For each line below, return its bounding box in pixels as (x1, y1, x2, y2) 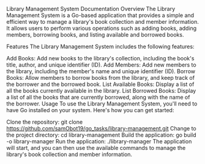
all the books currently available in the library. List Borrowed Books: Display (6, 87, 196, 94)
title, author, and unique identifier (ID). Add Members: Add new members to (6, 61, 197, 68)
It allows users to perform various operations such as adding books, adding (6, 24, 197, 32)
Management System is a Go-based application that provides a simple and (6, 12, 195, 19)
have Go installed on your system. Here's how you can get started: (6, 107, 174, 113)
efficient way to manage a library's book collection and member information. (6, 18, 199, 25)
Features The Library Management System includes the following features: (6, 43, 195, 50)
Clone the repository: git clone (6, 118, 83, 126)
